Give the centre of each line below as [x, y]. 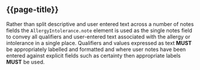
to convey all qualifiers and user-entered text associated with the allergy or [98, 36]
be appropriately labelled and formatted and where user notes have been [96, 49]
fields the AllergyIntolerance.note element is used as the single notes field [99, 30]
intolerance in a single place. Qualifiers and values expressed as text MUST [99, 43]
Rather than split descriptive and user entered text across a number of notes [100, 24]
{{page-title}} [33, 10]
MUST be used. [25, 62]
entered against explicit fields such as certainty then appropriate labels [93, 55]
